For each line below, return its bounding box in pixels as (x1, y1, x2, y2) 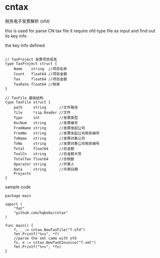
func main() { (5, 223, 34, 228)
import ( (5, 202, 23, 206)
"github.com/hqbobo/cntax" (14, 210, 68, 215)
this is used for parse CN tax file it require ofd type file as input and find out (5, 28, 156, 34)
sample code (5, 184, 31, 189)
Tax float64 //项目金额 (14, 77, 68, 82)
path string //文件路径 (14, 105, 78, 110)
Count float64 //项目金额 (14, 71, 68, 76)
